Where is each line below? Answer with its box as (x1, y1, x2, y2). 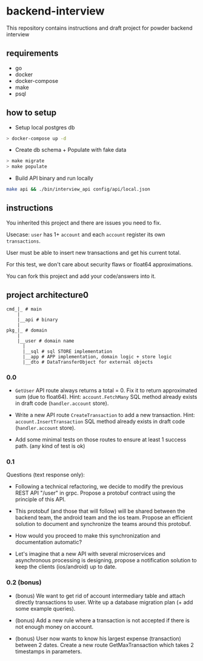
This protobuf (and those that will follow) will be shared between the (15, 507, 186, 515)
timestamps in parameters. (15, 648, 82, 655)
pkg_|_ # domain (6, 327, 47, 334)
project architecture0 (6, 290, 89, 300)
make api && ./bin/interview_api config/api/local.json (6, 186, 150, 192)
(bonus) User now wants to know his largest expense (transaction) (15, 634, 182, 642)
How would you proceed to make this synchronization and (15, 532, 161, 539)
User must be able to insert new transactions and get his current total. (6, 249, 181, 256)
